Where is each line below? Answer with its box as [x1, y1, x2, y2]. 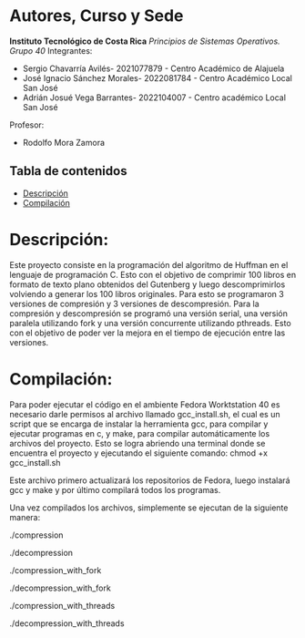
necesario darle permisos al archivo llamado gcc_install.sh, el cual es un [9, 408, 280, 419]
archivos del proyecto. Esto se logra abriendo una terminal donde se [9, 437, 266, 448]
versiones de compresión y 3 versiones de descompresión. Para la [9, 298, 259, 309]
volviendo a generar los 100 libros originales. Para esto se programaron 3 [9, 288, 284, 299]
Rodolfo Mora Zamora [22, 137, 106, 148]
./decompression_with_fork [9, 582, 111, 593]
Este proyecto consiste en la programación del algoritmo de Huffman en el [9, 259, 289, 270]
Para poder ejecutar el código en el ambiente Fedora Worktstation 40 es [9, 398, 280, 410]
